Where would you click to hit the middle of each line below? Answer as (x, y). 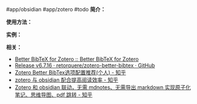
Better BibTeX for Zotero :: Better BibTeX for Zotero (77, 59)
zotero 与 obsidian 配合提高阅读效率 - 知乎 (66, 80)
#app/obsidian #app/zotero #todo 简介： (56, 9)
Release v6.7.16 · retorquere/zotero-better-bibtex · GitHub (85, 65)
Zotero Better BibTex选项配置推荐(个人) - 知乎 (70, 73)
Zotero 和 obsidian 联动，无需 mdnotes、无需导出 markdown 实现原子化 (103, 87)
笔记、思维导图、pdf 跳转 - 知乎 (54, 95)
